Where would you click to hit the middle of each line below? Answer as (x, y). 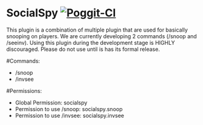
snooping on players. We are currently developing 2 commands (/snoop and (102, 36)
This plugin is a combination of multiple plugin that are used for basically (97, 30)
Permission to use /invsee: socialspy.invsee (70, 115)
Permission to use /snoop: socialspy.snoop (69, 109)
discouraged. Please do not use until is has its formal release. (83, 49)
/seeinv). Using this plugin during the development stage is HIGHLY (91, 42)
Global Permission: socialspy (51, 103)
